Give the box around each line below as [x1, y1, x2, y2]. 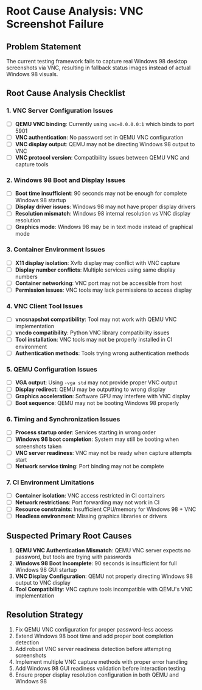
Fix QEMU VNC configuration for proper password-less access [15, 625, 173, 633]
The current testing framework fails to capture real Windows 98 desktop [6, 58, 187, 65]
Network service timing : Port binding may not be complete [15, 462, 164, 470]
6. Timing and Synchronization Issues [6, 415, 120, 424]
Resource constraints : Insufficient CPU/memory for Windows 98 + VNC [15, 505, 197, 513]
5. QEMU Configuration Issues [6, 365, 97, 373]
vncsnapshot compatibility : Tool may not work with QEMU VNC [15, 315, 177, 323]
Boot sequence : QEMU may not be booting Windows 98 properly [15, 400, 179, 407]
